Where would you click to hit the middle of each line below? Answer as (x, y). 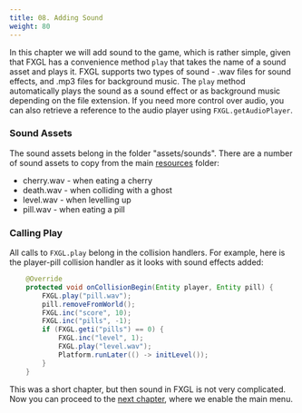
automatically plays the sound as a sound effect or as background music (145, 91)
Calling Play (36, 232)
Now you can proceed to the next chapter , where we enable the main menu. (151, 398)
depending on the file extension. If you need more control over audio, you (146, 100)
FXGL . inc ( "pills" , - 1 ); (87, 321)
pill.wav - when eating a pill (73, 209)
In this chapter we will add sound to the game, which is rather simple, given (150, 52)
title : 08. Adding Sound (56, 18)
